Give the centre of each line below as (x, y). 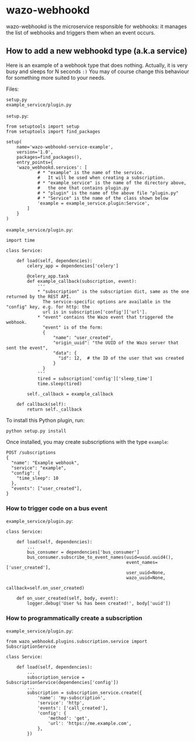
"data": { (65, 353)
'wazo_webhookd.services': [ (52, 167)
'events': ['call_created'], (73, 708)
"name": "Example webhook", (46, 463)
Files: (13, 89)
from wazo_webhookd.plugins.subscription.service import (77, 642)
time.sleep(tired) (60, 384)
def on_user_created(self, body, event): (67, 599)
